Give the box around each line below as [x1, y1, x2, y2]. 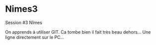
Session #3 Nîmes [5, 20, 43, 25]
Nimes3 [5, 3, 38, 15]
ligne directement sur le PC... [5, 34, 64, 40]
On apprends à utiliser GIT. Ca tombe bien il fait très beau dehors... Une [5, 29, 151, 35]
